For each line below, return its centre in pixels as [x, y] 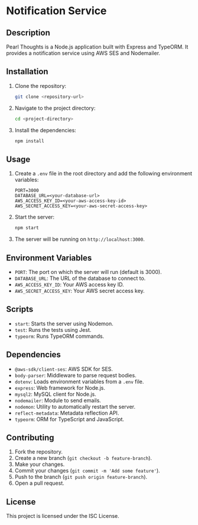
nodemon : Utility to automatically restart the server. [75, 406]
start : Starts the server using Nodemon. [64, 324]
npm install [29, 141]
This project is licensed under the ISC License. [63, 516]
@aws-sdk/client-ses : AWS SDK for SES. [64, 369]
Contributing [30, 437]
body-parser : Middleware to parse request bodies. [76, 375]
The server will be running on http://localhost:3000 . [79, 239]
